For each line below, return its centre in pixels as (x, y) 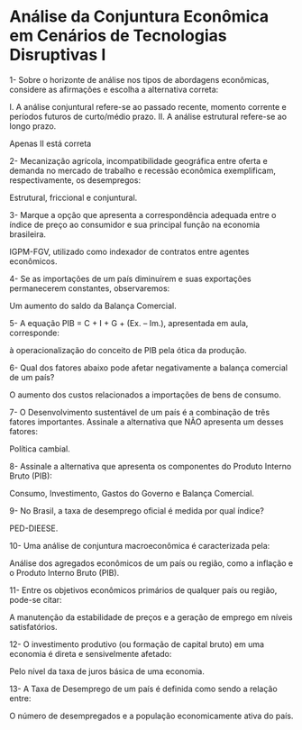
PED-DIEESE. (34, 528)
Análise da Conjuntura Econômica (139, 17)
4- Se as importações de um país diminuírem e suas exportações (130, 278)
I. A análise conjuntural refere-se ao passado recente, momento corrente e (148, 106)
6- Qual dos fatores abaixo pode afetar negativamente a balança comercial (149, 368)
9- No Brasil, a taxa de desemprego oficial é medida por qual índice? (137, 510)
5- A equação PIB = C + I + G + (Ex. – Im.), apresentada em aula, (129, 323)
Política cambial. (40, 449)
